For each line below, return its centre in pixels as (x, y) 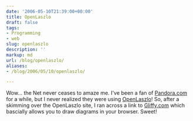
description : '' (26, 50)
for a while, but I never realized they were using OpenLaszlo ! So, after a (93, 99)
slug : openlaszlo (27, 44)
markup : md (19, 55)
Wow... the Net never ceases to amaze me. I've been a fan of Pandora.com (96, 93)
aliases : (17, 66)
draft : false (22, 22)
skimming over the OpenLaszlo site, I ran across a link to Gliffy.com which (96, 105)
